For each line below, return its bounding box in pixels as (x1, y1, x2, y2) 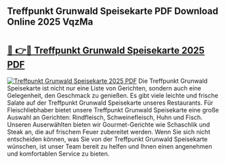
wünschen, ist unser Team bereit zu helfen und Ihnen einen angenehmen (7, 142, 212, 150)
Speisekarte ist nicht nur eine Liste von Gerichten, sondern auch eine (7, 84, 201, 92)
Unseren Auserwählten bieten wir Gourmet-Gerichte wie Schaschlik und (7, 121, 210, 129)
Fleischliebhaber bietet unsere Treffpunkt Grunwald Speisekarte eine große (7, 106, 219, 114)
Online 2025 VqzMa (7, 16, 94, 28)
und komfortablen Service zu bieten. (7, 150, 110, 158)
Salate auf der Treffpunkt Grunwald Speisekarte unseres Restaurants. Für (7, 99, 214, 107)
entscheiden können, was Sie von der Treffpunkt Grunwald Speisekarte (7, 135, 208, 143)
